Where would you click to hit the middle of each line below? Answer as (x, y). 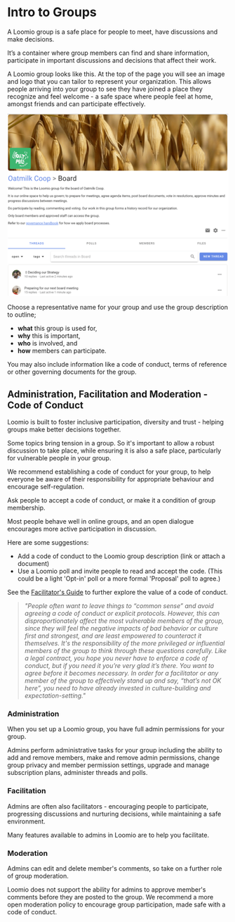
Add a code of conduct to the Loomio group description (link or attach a (121, 556)
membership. (26, 508)
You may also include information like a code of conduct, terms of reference (117, 365)
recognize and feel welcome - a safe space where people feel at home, (110, 96)
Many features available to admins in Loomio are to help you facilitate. (108, 835)
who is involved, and (47, 343)
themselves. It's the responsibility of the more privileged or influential (125, 643)
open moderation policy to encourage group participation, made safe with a (116, 904)
